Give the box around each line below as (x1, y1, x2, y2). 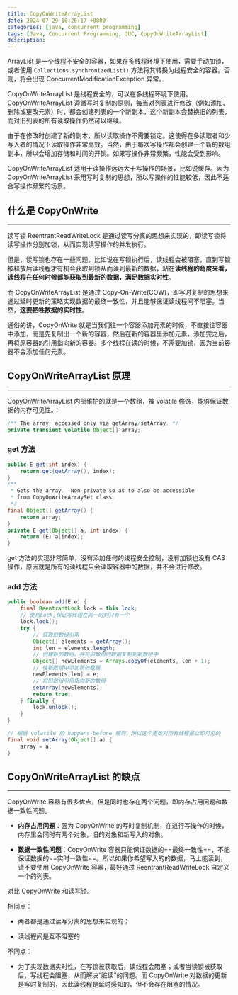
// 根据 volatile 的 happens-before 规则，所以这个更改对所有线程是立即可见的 (7, 730, 221, 737)
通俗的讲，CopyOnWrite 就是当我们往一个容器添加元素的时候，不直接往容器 (7, 320, 228, 329)
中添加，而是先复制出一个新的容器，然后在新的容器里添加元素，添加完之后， (7, 329, 231, 338)
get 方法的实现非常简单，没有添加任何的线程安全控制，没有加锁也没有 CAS (7, 554, 225, 562)
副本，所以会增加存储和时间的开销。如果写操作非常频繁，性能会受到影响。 (7, 149, 225, 158)
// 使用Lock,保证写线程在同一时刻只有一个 (20, 612, 130, 619)
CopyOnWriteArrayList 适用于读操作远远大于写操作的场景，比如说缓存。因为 (7, 164, 229, 173)
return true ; (33, 690, 72, 698)
